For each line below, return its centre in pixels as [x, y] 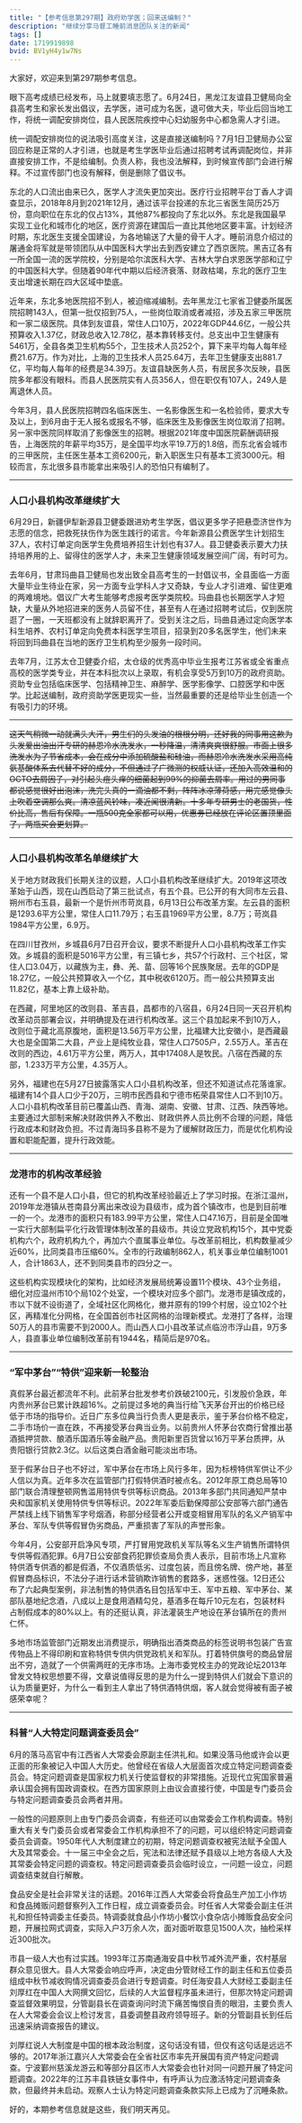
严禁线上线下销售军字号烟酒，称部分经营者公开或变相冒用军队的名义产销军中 [151, 1514]
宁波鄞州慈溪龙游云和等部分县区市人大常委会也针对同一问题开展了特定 [155, 2067]
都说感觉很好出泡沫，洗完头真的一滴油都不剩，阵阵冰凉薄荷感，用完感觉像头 [151, 790]
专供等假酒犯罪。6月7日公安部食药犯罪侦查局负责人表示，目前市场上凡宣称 [148, 1556]
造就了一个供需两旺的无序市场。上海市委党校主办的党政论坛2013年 [164, 1665]
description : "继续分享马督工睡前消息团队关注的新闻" [100, 26]
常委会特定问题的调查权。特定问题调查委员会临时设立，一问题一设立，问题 [155, 1863]
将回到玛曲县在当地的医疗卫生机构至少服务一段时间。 [108, 642]
